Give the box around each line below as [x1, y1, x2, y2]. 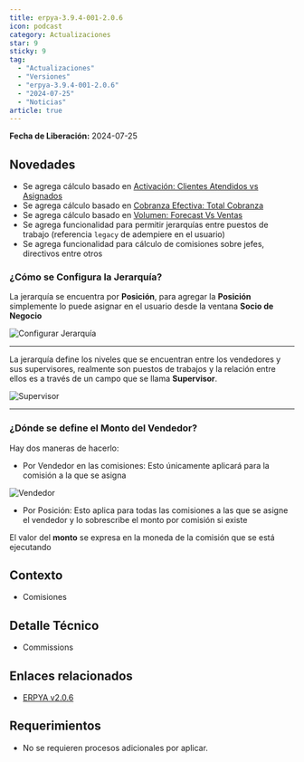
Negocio [9, 310, 43, 321]
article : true [9, 106, 63, 115]
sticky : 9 [9, 47, 47, 56]
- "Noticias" [17, 97, 67, 107]
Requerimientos [9, 719, 101, 734]
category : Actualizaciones [9, 30, 111, 39]
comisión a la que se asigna [22, 470, 127, 481]
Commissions [22, 642, 74, 652]
